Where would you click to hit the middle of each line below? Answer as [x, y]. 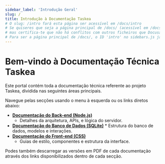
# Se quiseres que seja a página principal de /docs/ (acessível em [77, 28]
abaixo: [13, 105]
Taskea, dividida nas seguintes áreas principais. [54, 91]
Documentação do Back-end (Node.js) [52, 115]
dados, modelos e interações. [42, 131]
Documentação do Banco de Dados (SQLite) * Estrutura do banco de [83, 126]
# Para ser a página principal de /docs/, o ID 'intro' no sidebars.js [80, 37]
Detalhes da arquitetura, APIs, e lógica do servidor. [71, 120]
